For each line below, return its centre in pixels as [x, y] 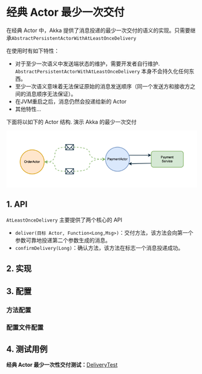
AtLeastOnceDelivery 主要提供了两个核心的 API [64, 220]
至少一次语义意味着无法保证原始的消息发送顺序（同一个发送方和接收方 [103, 86]
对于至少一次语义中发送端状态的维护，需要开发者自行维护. [87, 64]
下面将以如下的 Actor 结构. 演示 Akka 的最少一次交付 [72, 122]
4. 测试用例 [27, 349]
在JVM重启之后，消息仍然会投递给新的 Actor [71, 101]
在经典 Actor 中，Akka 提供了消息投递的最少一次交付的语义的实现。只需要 [98, 30]
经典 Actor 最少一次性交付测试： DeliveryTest [62, 365]
